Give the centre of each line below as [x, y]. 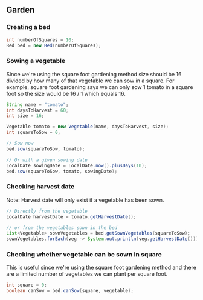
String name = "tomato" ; [37, 105]
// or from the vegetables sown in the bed [62, 228]
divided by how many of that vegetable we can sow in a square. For [90, 81]
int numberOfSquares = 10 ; [40, 40]
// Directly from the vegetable [47, 211]
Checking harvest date [40, 187]
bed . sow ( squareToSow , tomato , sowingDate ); [62, 171]
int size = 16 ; [25, 116]
